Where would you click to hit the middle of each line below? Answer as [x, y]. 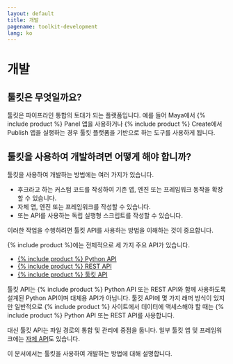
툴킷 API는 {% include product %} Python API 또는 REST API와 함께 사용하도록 [116, 290]
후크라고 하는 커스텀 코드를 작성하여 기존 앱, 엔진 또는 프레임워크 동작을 [114, 190]
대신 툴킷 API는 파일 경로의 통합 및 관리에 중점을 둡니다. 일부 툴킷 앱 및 [103, 330]
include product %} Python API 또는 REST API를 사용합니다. [91, 315]
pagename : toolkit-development [53, 26]
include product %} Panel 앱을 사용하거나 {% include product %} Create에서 [115, 124]
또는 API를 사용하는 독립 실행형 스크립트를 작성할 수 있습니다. [100, 215]
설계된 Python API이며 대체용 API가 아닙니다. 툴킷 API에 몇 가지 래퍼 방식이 [110, 298]
